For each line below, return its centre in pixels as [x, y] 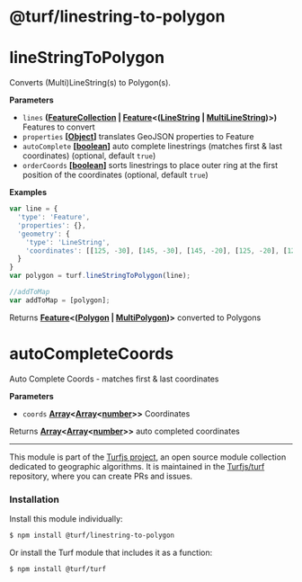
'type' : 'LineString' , [68, 242]
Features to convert [59, 127]
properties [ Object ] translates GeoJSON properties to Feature [138, 137]
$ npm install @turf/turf [58, 569]
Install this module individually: [66, 518]
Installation [35, 499]
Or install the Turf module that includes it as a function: [111, 552]
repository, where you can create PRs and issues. [101, 476]
